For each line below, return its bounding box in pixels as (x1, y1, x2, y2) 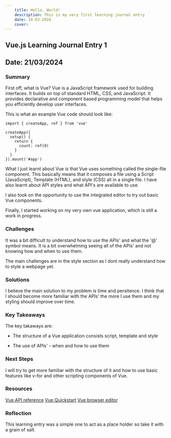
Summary (5, 73, 31, 80)
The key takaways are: (5, 323, 53, 329)
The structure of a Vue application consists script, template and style (12, 333, 158, 339)
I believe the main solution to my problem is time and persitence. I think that (5, 287, 164, 294)
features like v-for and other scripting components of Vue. (5, 373, 128, 379)
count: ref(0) (18, 144, 50, 149)
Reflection (5, 409, 32, 417)
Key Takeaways (5, 311, 45, 318)
